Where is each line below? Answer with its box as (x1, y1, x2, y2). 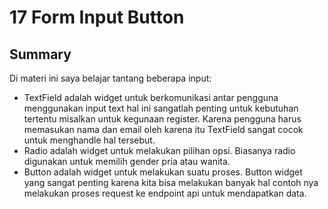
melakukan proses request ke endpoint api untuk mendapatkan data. (23, 187, 307, 199)
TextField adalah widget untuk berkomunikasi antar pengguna (23, 92, 279, 103)
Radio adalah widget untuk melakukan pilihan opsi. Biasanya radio (23, 145, 296, 156)
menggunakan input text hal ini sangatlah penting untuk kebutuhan (23, 102, 299, 114)
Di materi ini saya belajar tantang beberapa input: (9, 72, 212, 84)
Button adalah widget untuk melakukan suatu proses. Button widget (23, 166, 303, 178)
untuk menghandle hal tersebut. (23, 134, 156, 146)
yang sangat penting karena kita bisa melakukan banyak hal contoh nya (23, 177, 319, 188)
